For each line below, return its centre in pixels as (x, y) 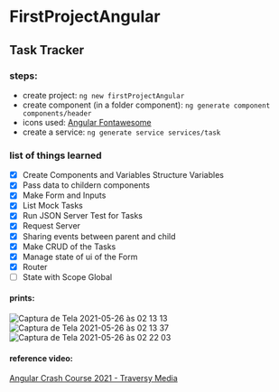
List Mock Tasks (52, 206)
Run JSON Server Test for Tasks (82, 216)
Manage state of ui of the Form (80, 257)
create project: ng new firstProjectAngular (103, 95)
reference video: (42, 358)
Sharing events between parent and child (99, 236)
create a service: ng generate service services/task (121, 132)
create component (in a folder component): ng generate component (146, 105)
